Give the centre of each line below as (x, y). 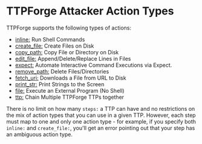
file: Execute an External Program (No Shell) (70, 90)
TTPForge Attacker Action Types (90, 11)
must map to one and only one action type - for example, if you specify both (101, 121)
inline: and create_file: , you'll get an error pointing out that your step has (101, 128)
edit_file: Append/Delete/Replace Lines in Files (73, 58)
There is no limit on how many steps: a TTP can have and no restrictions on (101, 108)
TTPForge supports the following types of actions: (69, 28)
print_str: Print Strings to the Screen (60, 84)
